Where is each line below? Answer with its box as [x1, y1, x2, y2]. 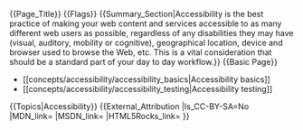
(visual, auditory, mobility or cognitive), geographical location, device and [9, 37, 283, 48]
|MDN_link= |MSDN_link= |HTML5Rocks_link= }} [9, 111, 190, 121]
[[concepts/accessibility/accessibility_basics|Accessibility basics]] [22, 74, 271, 85]
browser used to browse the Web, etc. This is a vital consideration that [9, 47, 272, 58]
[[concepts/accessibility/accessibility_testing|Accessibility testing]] [22, 84, 273, 94]
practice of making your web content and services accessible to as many [9, 18, 282, 29]
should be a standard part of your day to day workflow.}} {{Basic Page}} [9, 57, 279, 67]
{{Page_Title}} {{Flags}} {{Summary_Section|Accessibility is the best [9, 9, 264, 19]
